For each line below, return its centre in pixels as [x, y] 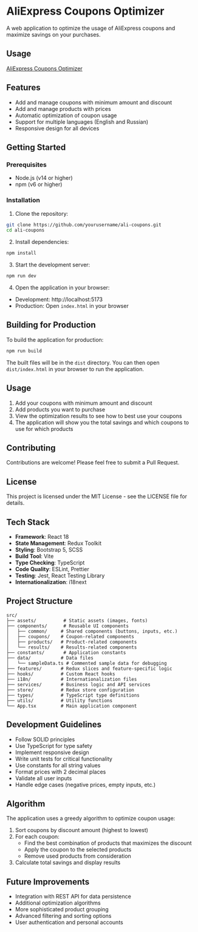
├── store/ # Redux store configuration [70, 690]
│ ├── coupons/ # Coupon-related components [70, 636]
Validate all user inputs [43, 778]
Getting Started [36, 147]
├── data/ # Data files [50, 658]
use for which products [44, 429]
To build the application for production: [55, 340]
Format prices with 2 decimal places [60, 772]
